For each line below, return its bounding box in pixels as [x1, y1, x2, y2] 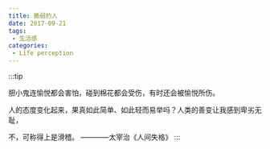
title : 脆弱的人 [8, 11, 58, 20]
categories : [8, 42, 48, 50]
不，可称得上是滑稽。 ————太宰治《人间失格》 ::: [8, 132, 181, 142]
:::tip [8, 72, 23, 81]
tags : [8, 27, 27, 35]
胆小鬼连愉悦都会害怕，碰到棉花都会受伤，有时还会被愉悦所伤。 [8, 88, 219, 97]
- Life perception [11, 49, 74, 57]
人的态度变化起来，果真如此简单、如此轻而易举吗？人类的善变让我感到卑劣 [8, 106, 255, 114]
